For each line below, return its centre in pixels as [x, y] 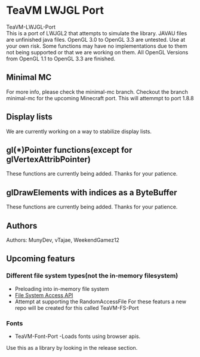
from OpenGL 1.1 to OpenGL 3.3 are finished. [61, 59]
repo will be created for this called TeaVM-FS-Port [77, 307]
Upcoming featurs [41, 259]
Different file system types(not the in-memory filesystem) [92, 276]
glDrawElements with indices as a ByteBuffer [92, 193]
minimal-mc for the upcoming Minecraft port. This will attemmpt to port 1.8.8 [100, 98]
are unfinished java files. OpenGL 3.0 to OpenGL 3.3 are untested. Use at [96, 39]
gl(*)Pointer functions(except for [69, 150]
